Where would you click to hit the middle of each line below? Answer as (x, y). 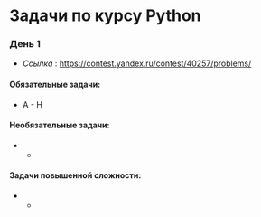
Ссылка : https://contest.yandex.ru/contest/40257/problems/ (137, 63)
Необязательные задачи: (60, 125)
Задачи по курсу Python (105, 16)
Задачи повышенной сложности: (75, 175)
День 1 (25, 44)
